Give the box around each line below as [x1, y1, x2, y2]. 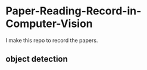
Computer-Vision [5, 17, 93, 31]
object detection [5, 54, 68, 64]
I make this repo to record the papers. [5, 36, 98, 44]
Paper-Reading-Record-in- [5, 4, 142, 18]
